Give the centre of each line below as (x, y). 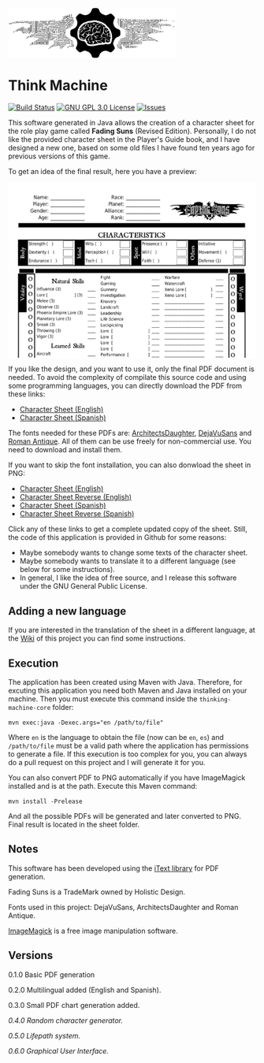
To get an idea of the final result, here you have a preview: (102, 172)
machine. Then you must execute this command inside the (103, 699)
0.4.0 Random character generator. (66, 1020)
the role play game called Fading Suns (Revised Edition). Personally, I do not (132, 131)
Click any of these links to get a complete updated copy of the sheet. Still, (128, 529)
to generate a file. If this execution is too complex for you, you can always (128, 754)
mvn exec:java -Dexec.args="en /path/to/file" (86, 723)
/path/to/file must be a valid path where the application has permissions (129, 746)
